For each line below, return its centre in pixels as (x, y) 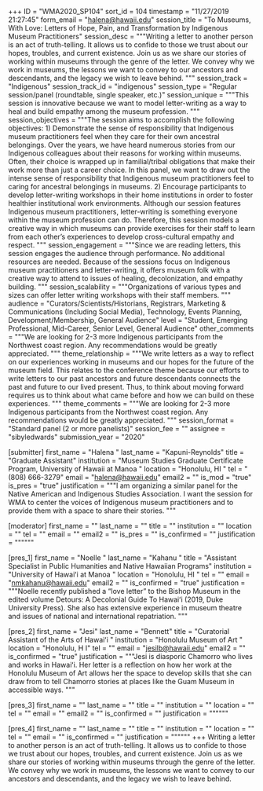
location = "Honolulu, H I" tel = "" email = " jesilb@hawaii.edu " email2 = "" (127, 648)
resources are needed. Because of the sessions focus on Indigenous (119, 262)
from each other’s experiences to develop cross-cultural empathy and (121, 236)
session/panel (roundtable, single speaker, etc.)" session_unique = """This (129, 95)
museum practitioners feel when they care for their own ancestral (114, 136)
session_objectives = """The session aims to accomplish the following (121, 120)
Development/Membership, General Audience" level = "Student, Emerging (128, 320)
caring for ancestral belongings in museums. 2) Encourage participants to (127, 187)
